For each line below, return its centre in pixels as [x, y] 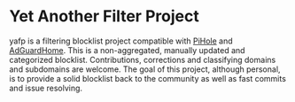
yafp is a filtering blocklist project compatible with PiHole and [121, 41]
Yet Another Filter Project [104, 16]
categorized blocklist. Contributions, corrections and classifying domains [143, 59]
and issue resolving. [46, 88]
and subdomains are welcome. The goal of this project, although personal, [145, 69]
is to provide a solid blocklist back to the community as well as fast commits [147, 78]
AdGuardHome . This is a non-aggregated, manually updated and [127, 50]
